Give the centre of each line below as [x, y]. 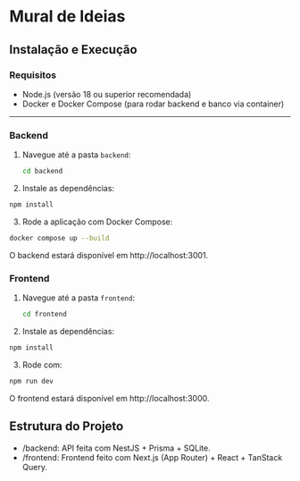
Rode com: [42, 365]
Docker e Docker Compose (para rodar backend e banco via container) [153, 104]
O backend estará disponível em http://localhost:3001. [109, 255]
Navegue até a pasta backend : [76, 155]
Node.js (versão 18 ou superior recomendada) [107, 94]
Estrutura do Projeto [67, 426]
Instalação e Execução [73, 50]
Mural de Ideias [67, 17]
